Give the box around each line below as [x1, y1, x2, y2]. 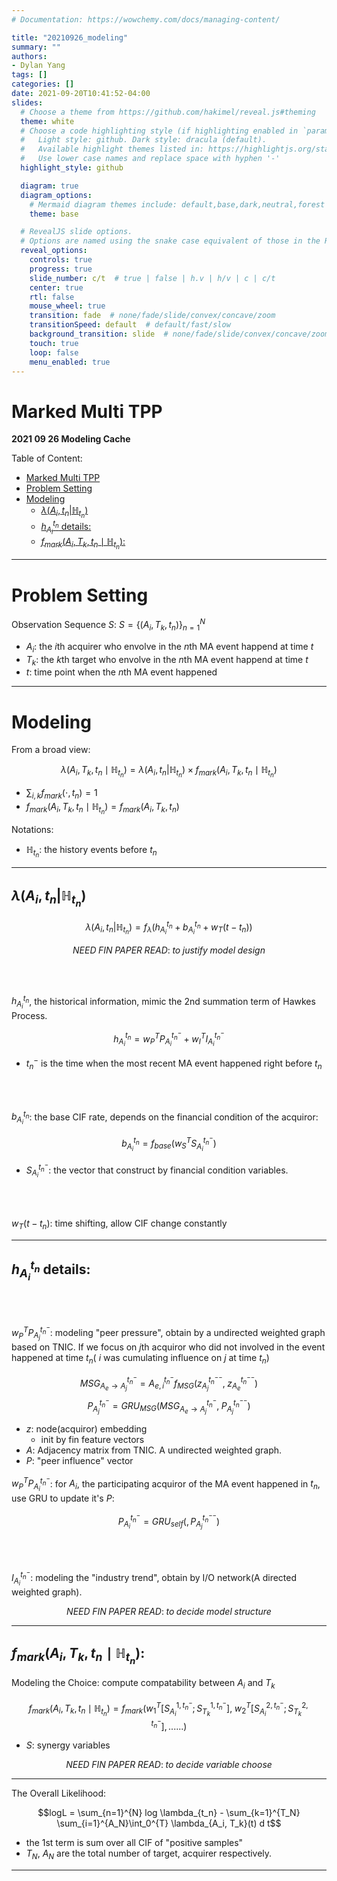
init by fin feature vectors [40, 1433, 145, 1445]
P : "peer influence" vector [25, 1454, 134, 1466]
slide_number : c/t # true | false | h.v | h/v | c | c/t [29, 273, 276, 283]
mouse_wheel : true [29, 301, 106, 311]
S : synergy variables [25, 1739, 111, 1751]
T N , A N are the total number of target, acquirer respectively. [25, 1847, 273, 1862]
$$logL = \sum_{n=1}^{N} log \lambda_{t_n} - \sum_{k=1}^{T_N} [37, 1807, 301, 1819]
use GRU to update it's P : [11, 1492, 115, 1504]
